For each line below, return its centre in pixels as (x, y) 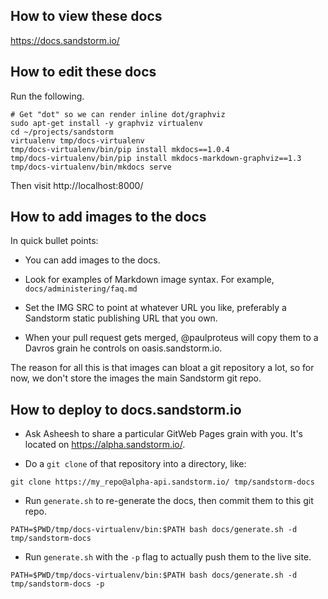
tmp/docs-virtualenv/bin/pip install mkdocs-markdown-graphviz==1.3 (156, 158)
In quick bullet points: (54, 241)
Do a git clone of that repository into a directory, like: (135, 464)
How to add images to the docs (108, 217)
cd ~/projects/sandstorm (62, 132)
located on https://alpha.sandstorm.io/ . (105, 445)
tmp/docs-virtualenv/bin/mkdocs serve (91, 167)
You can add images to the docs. (92, 260)
